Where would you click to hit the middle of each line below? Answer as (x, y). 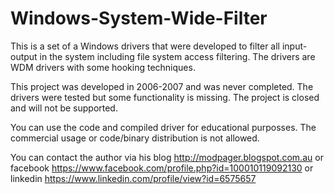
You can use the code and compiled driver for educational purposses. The (163, 127)
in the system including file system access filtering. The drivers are (177, 56)
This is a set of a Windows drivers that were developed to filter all (145, 46)
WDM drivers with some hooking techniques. (103, 67)
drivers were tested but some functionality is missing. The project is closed (165, 97)
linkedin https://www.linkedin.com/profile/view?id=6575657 (133, 178)
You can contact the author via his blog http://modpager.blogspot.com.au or (167, 157)
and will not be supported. (64, 108)
